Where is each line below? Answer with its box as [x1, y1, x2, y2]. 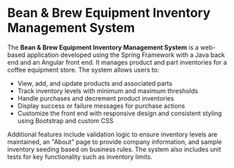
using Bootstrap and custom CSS [17, 116, 114, 124]
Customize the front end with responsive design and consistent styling [17, 109, 223, 117]
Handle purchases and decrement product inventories [17, 93, 174, 103]
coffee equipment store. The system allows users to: [7, 65, 160, 74]
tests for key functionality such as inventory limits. [7, 153, 152, 161]
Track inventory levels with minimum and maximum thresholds [17, 86, 198, 95]
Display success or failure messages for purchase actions [17, 101, 186, 110]
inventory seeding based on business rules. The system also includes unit [7, 145, 221, 153]
